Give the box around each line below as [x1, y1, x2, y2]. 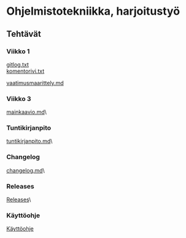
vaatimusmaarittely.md [6, 79, 64, 86]
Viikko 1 [6, 47, 30, 56]
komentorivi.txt [6, 67, 45, 75]
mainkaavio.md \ [6, 108, 47, 116]
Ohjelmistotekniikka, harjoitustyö [6, 4, 180, 18]
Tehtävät [6, 29, 41, 39]
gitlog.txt [6, 61, 29, 68]
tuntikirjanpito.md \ [6, 138, 53, 145]
